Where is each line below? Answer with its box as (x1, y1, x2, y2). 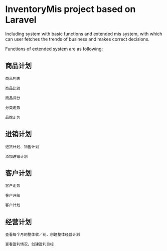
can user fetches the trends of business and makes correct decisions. (5, 36, 149, 42)
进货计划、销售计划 (5, 144, 39, 149)
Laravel (5, 14, 37, 26)
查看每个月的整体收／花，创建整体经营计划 (5, 232, 80, 237)
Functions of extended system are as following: (5, 46, 103, 52)
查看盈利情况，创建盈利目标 (5, 242, 54, 247)
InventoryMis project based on (5, 4, 136, 15)
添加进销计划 (5, 154, 28, 159)
